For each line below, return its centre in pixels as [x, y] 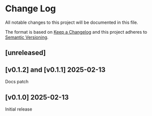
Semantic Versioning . [27, 37]
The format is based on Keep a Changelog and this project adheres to [76, 32]
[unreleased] [25, 53]
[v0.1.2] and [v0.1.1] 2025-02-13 [55, 70]
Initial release [19, 109]
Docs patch [17, 82]
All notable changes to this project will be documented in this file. [72, 22]
